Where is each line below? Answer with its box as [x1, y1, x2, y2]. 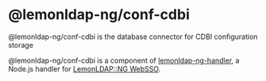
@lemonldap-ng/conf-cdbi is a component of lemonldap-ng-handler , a [8, 56, 240, 65]
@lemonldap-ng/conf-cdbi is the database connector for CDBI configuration [8, 32, 258, 41]
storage [8, 40, 34, 49]
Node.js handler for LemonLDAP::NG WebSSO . [8, 64, 161, 73]
